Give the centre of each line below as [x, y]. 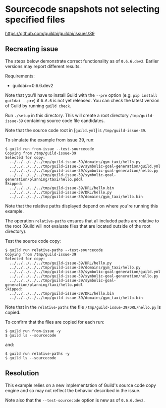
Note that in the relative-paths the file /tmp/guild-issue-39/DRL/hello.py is [83, 307]
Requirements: [20, 76]
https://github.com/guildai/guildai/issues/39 [50, 33]
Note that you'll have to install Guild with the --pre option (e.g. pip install [81, 95]
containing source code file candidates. [64, 121]
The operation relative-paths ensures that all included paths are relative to [82, 221]
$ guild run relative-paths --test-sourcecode [54, 250]
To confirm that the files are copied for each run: [55, 322]
